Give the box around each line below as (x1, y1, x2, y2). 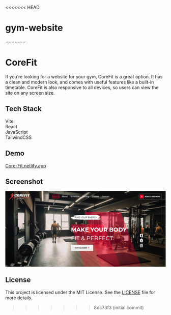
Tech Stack (5, 104, 42, 113)
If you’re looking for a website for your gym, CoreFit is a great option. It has (5, 73, 163, 79)
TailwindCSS (5, 134, 32, 140)
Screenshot (5, 177, 43, 186)
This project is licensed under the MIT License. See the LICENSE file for (5, 289, 156, 295)
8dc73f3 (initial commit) (94, 304, 144, 310)
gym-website (5, 22, 63, 34)
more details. (5, 295, 33, 301)
